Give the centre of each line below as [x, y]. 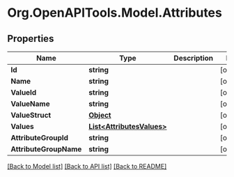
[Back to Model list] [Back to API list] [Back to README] [87, 166]
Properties [31, 39]
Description [194, 58]
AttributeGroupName [46, 149]
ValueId [24, 92]
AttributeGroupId [39, 138]
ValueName [30, 104]
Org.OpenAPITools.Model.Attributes [115, 13]
